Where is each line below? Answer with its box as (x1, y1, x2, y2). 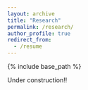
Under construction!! (7, 76, 68, 84)
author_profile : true (7, 30, 71, 37)
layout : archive (7, 10, 55, 18)
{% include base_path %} (7, 63, 82, 70)
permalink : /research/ (7, 23, 74, 30)
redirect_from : (7, 37, 52, 44)
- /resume (13, 43, 42, 50)
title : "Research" (7, 17, 61, 24)
